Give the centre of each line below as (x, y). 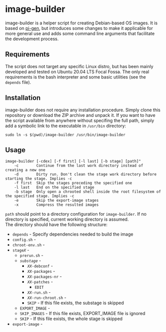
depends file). (18, 82)
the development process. (32, 39)
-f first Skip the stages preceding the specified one (73, 183)
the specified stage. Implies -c (40, 196)
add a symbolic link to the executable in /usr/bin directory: (66, 126)
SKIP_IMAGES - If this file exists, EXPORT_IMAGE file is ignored (83, 314)
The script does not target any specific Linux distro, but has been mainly (79, 66)
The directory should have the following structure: (56, 225)
